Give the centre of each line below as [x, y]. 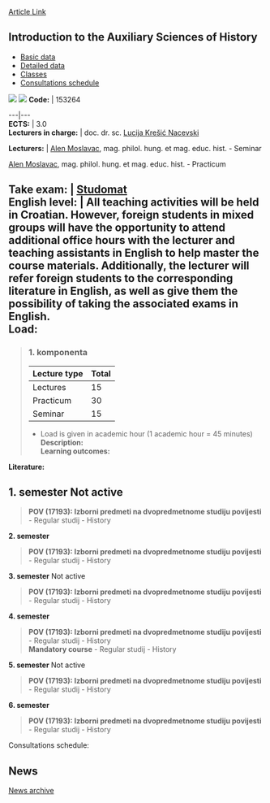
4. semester [29, 616]
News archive [31, 791]
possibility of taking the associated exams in [124, 304]
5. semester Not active [47, 665]
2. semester [29, 536]
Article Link [27, 12]
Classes [33, 74]
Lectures [49, 387]
